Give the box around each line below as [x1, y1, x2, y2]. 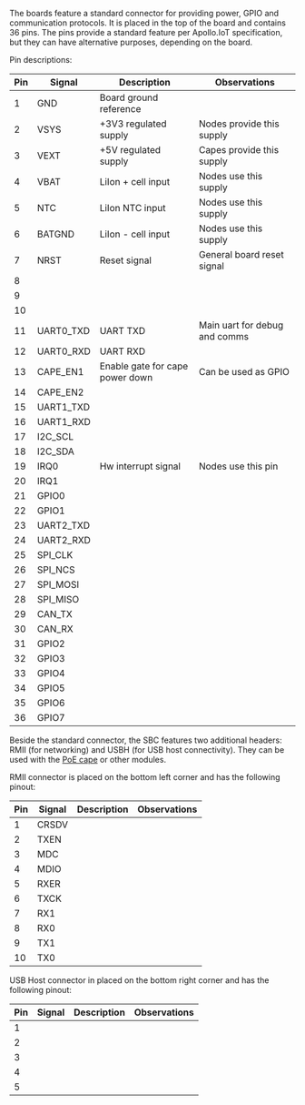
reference [99, 103, 142, 115]
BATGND [36, 228, 75, 240]
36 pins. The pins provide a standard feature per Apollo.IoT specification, [9, 27, 283, 37]
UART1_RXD [36, 416, 91, 428]
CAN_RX [36, 623, 74, 635]
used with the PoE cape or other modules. [9, 755, 166, 765]
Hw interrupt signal [99, 460, 182, 472]
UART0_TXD [36, 325, 91, 337]
